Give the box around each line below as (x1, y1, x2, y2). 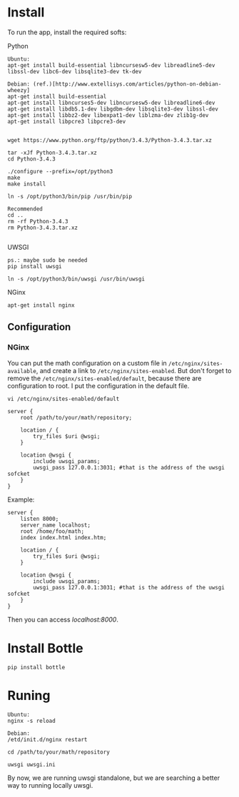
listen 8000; (20, 515, 59, 522)
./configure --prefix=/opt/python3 (7, 168, 113, 175)
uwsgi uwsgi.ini (7, 761, 56, 768)
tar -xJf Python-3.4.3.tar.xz (7, 149, 98, 156)
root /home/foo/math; (20, 527, 84, 535)
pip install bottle (7, 664, 66, 671)
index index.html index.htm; (20, 534, 107, 541)
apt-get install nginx (7, 301, 75, 309)
